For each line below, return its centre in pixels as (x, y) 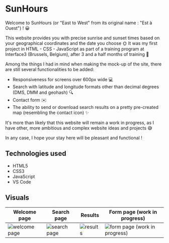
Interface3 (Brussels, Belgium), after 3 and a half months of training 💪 (77, 54)
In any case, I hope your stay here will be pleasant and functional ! (74, 138)
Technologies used (36, 154)
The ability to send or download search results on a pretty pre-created (85, 107)
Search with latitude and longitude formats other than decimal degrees (86, 87)
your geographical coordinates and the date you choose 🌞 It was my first (81, 43)
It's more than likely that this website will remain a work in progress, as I (80, 123)
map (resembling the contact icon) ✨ (51, 112)
